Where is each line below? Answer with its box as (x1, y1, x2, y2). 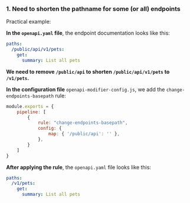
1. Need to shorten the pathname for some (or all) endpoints (6, 5, 181, 13)
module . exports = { (6, 103, 54, 109)
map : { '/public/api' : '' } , (48, 131, 120, 137)
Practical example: (6, 18, 51, 25)
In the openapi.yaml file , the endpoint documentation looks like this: (6, 30, 170, 37)
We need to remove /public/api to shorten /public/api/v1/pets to (6, 68, 170, 75)
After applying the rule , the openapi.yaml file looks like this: (6, 163, 152, 171)
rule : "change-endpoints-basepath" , (37, 120, 128, 126)
